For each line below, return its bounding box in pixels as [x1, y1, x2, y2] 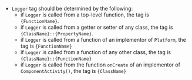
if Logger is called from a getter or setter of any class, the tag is [20, 24, 173, 31]
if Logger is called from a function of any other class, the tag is [20, 49, 171, 55]
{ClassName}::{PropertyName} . [20, 30, 93, 37]
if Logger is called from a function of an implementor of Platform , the [20, 36, 186, 43]
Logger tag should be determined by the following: [11, 5, 133, 12]
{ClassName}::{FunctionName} [20, 56, 92, 62]
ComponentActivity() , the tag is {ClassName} [20, 68, 127, 74]
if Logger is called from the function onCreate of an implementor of [20, 61, 181, 68]
